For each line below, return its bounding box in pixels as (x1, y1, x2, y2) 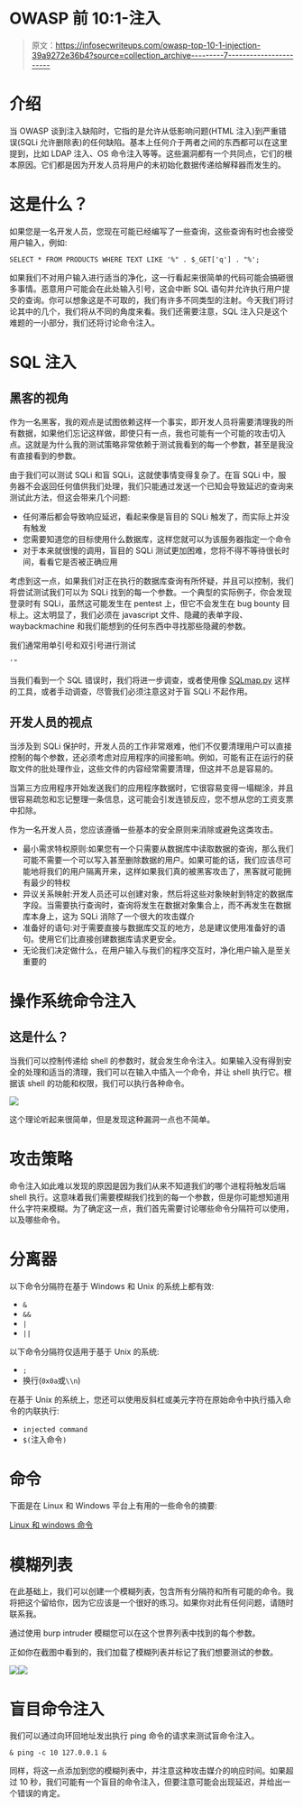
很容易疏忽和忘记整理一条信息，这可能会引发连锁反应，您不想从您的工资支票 (9, 793, 294, 804)
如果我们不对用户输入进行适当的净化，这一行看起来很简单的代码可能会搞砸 (9, 272, 286, 282)
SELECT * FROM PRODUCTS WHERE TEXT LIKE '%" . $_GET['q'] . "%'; (9, 254, 260, 264)
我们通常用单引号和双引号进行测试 (9, 640, 136, 650)
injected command (22, 1424, 88, 1434)
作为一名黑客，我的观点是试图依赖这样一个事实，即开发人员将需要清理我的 (9, 416, 286, 427)
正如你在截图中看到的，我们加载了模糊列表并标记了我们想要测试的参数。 (9, 1647, 278, 1658)
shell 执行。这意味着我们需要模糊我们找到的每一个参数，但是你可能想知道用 (9, 1192, 290, 1203)
